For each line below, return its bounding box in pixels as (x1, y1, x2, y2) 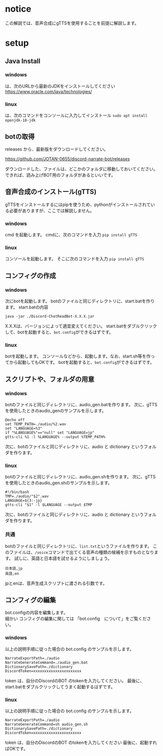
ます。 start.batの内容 (5, 304, 49, 310)
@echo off (5, 417, 25, 422)
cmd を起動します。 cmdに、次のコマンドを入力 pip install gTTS (5, 232, 138, 238)
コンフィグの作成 (5, 271, 56, 280)
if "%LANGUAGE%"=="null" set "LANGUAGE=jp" (5, 430, 95, 435)
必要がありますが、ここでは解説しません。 (9, 208, 95, 213)
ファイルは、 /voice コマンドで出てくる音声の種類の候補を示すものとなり (9, 549, 154, 555)
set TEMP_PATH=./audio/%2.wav (5, 422, 67, 427)
